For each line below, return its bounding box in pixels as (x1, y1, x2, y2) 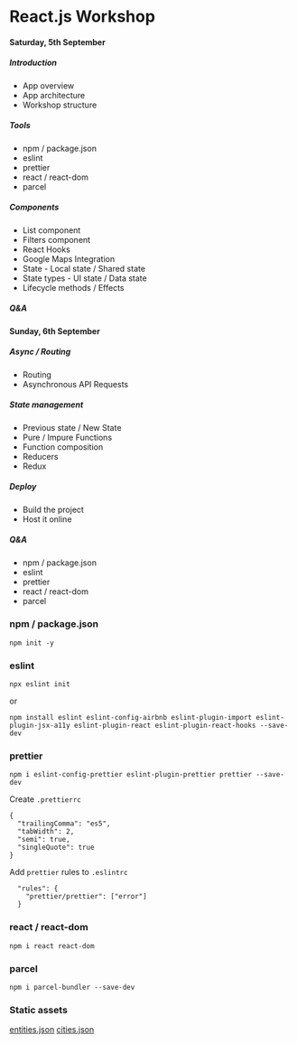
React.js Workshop (9, 6, 156, 27)
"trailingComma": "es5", (17, 819, 111, 828)
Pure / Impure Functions (22, 432, 113, 443)
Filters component (22, 234, 91, 245)
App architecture (22, 89, 86, 100)
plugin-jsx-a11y (9, 721, 70, 731)
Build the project (22, 504, 84, 515)
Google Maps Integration (22, 253, 116, 264)
